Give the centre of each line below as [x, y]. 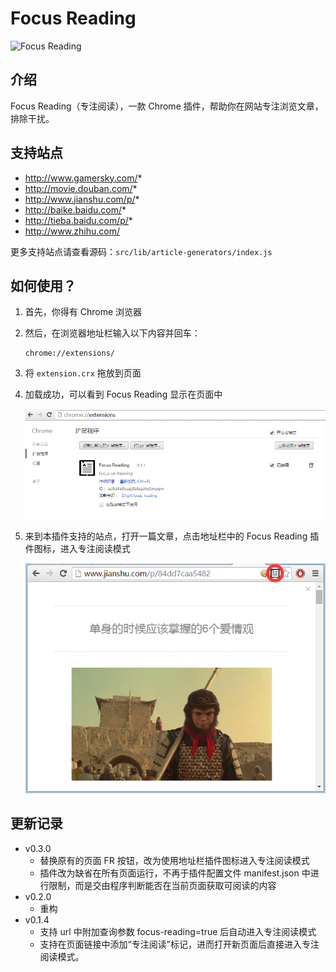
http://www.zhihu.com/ [72, 231]
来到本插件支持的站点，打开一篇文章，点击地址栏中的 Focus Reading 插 [172, 536]
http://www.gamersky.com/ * [83, 178]
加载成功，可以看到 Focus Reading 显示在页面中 [123, 394]
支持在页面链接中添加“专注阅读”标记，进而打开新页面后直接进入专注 [179, 944]
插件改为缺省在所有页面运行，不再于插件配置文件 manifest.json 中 [175, 873]
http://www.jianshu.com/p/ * [82, 199]
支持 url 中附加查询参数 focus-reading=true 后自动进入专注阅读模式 [178, 931]
